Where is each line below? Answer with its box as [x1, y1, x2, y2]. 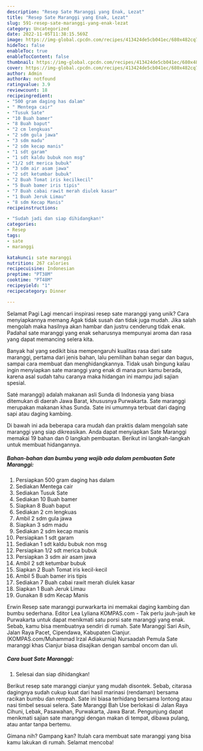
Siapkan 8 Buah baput [15, 502, 71, 509]
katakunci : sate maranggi [7, 254, 72, 261]
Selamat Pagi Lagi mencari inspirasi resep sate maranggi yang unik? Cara [7, 310, 189, 317]
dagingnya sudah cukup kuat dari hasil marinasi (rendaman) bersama [7, 688, 179, 696]
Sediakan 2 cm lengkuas [15, 508, 77, 516]
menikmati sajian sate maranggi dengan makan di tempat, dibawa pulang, [7, 714, 189, 721]
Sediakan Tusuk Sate [15, 489, 68, 496]
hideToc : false [7, 43, 45, 49]
